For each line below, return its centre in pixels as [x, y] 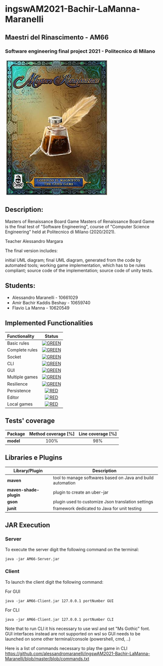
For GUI [13, 591]
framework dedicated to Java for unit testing [97, 509]
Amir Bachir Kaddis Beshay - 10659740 [51, 302]
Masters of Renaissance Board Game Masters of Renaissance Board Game [80, 221]
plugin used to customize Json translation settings [103, 501]
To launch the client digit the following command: [54, 582]
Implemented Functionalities [49, 323]
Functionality [21, 336]
